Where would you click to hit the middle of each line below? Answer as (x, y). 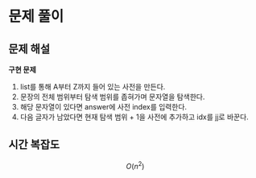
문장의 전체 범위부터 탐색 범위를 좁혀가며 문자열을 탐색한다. (112, 97)
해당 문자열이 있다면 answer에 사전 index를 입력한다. (103, 107)
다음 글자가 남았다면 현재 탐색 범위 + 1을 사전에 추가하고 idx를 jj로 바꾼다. (134, 117)
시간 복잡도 (34, 145)
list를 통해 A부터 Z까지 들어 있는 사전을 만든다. (93, 87)
